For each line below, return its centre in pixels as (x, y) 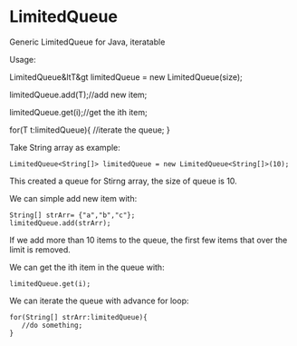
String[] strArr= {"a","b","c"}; (72, 215)
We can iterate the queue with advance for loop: (99, 301)
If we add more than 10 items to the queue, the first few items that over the (148, 240)
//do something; (52, 325)
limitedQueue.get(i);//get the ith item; (78, 112)
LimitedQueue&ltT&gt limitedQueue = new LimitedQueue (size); (126, 77)
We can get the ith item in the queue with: (87, 267)
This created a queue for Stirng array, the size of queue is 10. (123, 181)
